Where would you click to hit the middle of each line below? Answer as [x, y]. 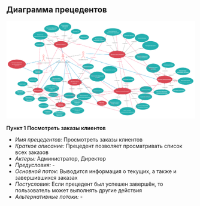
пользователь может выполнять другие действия [78, 190]
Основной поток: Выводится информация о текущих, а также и [96, 171]
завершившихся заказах [46, 178]
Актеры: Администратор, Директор [60, 159]
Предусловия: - [35, 165]
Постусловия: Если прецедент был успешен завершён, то [89, 184]
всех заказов [32, 152]
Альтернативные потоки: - [49, 197]
